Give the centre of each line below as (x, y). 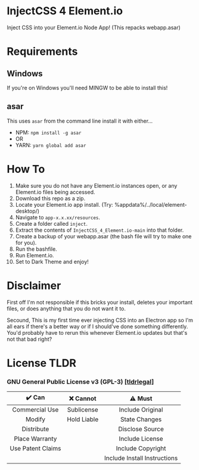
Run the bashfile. (36, 249)
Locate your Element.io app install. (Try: (64, 204)
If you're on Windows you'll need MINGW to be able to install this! (87, 88)
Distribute (35, 429)
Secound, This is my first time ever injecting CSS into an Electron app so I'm (100, 320)
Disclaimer (34, 286)
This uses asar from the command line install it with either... (80, 121)
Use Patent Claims (35, 449)
